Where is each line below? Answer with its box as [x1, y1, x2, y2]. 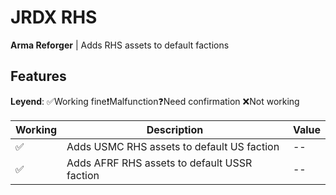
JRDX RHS [10, 6, 98, 29]
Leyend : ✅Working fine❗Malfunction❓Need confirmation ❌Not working [10, 95, 300, 107]
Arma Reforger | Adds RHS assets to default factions [10, 39, 230, 51]
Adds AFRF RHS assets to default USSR [66, 156, 253, 170]
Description [146, 122, 204, 136]
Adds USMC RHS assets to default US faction [66, 139, 280, 153]
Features [10, 68, 67, 85]
